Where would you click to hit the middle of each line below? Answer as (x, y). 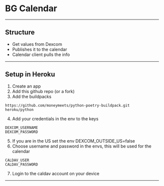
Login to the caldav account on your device (56, 173)
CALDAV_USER (17, 160)
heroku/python (20, 110)
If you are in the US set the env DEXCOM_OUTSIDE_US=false (73, 141)
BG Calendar (31, 9)
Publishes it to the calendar (40, 49)
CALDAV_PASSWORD (21, 164)
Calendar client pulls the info (41, 55)
